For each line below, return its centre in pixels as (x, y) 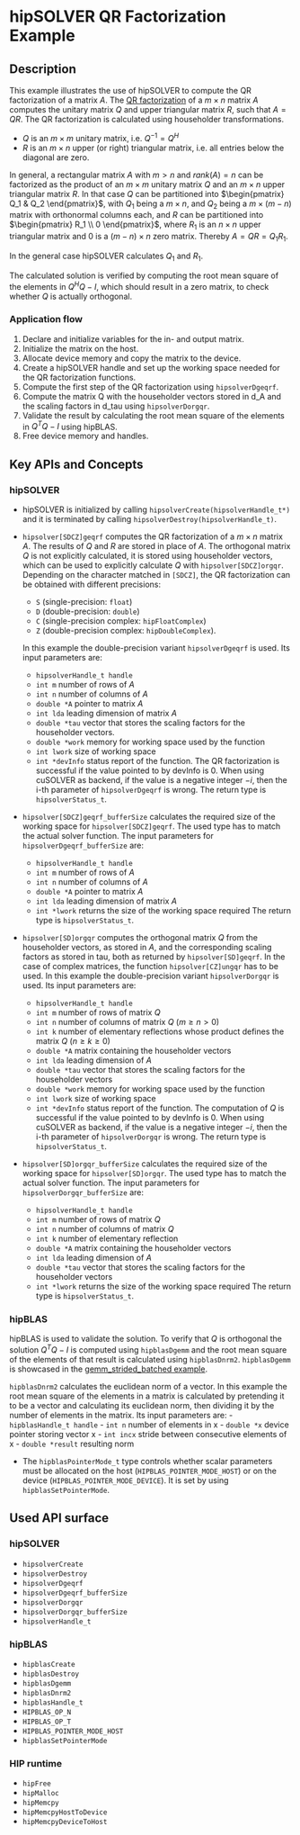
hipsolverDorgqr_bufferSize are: (83, 1192)
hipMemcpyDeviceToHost (65, 1822)
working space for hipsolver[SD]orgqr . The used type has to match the (154, 1174)
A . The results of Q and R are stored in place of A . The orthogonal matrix (156, 546)
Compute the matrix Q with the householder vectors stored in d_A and (151, 396)
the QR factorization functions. (79, 377)
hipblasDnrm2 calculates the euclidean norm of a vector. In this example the (148, 1387)
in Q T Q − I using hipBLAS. (70, 426)
